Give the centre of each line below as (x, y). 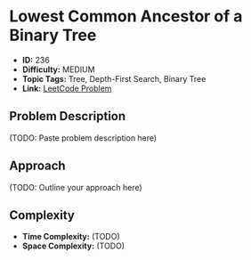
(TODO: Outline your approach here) (76, 187)
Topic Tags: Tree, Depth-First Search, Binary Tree (114, 78)
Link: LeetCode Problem (67, 88)
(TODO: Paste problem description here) (83, 138)
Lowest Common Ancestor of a (126, 16)
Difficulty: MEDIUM (58, 69)
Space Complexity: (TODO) (73, 246)
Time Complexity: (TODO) (71, 237)
